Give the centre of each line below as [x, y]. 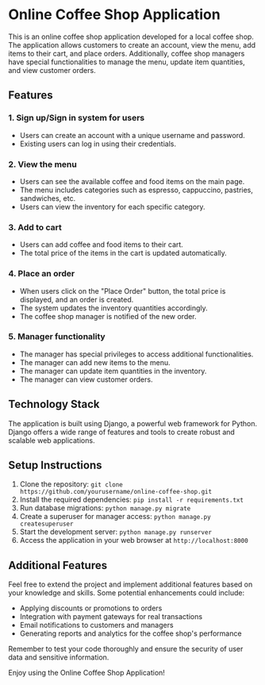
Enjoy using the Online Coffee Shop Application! [86, 673]
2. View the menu [42, 164]
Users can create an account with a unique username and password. [132, 135]
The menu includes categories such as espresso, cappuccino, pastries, [136, 190]
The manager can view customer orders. [86, 379]
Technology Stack [54, 404]
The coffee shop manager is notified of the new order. [108, 316]
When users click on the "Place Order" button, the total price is [123, 291]
